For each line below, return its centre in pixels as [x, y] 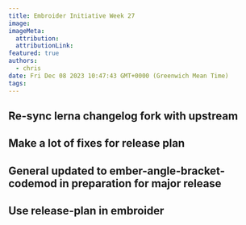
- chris [29, 69]
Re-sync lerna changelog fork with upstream [123, 116]
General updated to [58, 171]
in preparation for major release [140, 183]
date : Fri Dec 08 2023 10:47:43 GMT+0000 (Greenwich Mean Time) [119, 76]
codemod [33, 183]
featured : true [34, 53]
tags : [17, 83]
